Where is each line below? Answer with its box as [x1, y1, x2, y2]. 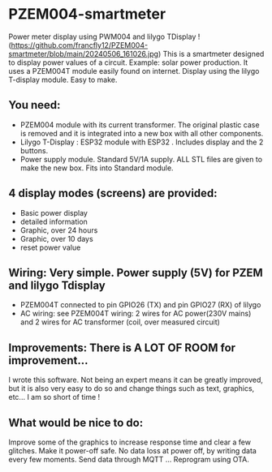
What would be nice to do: [8, 415, 144, 430]
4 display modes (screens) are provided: [8, 187, 218, 200]
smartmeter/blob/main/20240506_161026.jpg [8, 49, 159, 58]
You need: [8, 98, 61, 112]
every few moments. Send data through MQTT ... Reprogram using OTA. [8, 455, 249, 464]
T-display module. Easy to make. [8, 75, 118, 84]
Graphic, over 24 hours [19, 225, 98, 235]
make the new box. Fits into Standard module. [19, 163, 174, 173]
